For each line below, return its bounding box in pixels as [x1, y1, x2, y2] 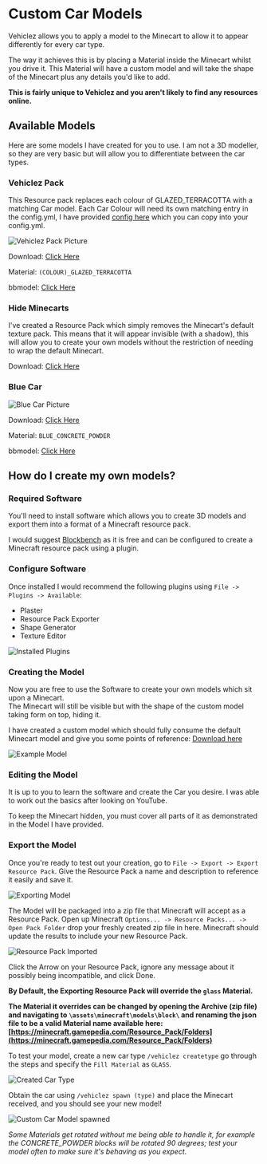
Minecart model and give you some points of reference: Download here [8, 733, 243, 743]
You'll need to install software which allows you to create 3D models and [8, 511, 247, 521]
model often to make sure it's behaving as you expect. [8, 1146, 187, 1156]
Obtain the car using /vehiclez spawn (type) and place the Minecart [8, 1090, 234, 1099]
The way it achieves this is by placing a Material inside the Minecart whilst [8, 55, 252, 65]
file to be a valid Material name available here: [8, 1018, 163, 1028]
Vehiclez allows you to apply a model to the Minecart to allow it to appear [8, 31, 249, 41]
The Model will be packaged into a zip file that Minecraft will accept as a [8, 906, 245, 915]
